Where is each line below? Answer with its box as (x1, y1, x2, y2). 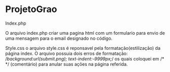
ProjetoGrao (5, 4, 57, 15)
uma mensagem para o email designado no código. (5, 35, 113, 41)
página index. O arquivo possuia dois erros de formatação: (5, 50, 128, 56)
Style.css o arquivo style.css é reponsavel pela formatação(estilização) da (5, 45, 161, 51)
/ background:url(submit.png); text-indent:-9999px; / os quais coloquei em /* (5, 55, 164, 61)
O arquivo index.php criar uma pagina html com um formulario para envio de (5, 30, 165, 36)
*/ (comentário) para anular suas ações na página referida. (5, 61, 128, 67)
